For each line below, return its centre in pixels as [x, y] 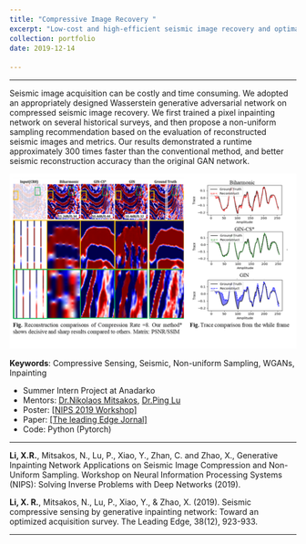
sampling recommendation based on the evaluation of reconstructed [138, 132]
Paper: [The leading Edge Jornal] [85, 419]
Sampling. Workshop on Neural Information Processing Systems [162, 475]
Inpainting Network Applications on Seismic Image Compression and [138, 465]
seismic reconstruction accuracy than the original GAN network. [130, 161]
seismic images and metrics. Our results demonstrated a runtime [131, 142]
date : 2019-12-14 [42, 48]
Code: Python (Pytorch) [67, 429]
